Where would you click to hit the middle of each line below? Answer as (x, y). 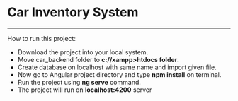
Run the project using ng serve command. (79, 82)
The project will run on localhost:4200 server (85, 90)
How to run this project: (42, 38)
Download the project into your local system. (83, 52)
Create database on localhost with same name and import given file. (117, 67)
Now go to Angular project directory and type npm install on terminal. (119, 74)
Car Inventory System (73, 12)
